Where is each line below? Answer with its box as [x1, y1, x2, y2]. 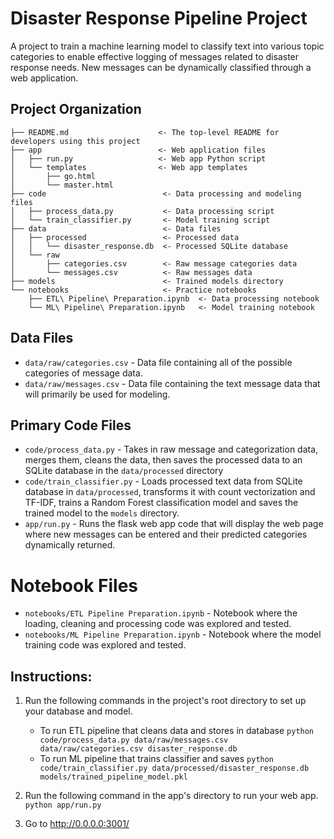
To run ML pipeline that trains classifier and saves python [39, 753, 275, 765]
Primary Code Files [10, 417, 132, 434]
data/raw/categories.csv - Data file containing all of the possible [24, 356, 293, 368]
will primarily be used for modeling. [24, 388, 171, 400]
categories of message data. [24, 367, 143, 379]
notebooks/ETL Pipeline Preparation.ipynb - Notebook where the [24, 607, 298, 619]
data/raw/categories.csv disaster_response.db [39, 744, 238, 754]
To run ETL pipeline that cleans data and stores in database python [39, 725, 315, 737]
